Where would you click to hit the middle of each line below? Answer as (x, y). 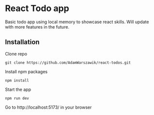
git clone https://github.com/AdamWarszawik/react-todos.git (68, 63)
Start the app (18, 89)
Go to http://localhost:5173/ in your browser (48, 107)
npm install (17, 80)
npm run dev (17, 98)
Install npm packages (26, 72)
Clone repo (16, 54)
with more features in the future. (37, 27)
